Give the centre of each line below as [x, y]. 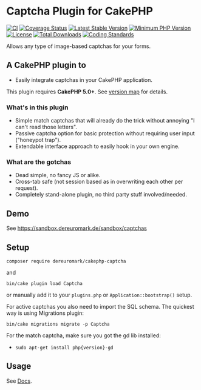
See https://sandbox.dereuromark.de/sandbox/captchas [77, 228]
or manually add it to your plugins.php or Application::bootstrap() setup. [99, 295]
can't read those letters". [46, 127]
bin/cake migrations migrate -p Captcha [58, 324]
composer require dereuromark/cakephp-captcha [66, 261]
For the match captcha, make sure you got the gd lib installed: [83, 335]
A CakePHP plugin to [46, 65]
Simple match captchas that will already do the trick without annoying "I [105, 121]
